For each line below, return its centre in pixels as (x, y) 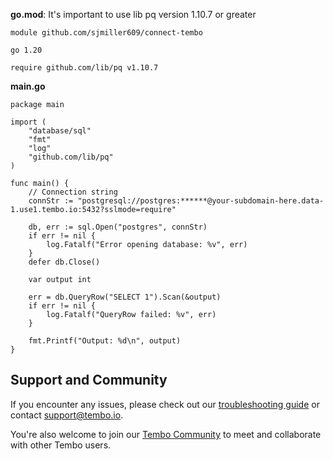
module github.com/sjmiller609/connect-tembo (106, 33)
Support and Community (89, 380)
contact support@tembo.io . (67, 415)
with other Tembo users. (61, 445)
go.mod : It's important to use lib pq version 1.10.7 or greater (133, 14)
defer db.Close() (64, 262)
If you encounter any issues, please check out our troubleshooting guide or (165, 404)
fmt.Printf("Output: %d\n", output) (105, 341)
